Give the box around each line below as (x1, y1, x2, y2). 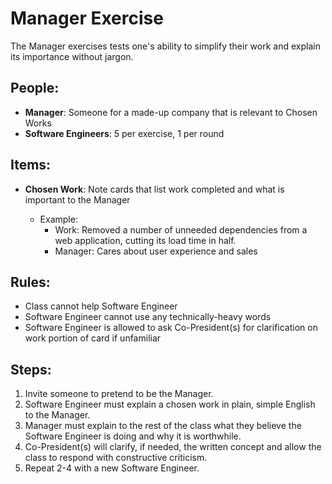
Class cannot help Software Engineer (24, 300, 178, 312)
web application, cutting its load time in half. (54, 234, 237, 246)
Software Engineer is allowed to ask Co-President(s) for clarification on (24, 322, 318, 334)
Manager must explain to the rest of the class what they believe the (24, 420, 302, 432)
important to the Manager (24, 193, 131, 206)
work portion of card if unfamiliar (24, 332, 162, 344)
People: (10, 80, 60, 97)
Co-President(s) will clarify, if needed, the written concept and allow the (24, 441, 322, 453)
